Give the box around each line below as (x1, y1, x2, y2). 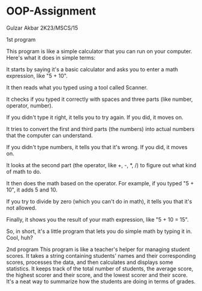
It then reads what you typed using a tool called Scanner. (6, 83, 148, 91)
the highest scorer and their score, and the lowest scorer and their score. (6, 271, 188, 278)
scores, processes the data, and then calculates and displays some (6, 258, 174, 266)
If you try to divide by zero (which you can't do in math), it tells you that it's (6, 197, 192, 205)
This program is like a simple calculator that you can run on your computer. (6, 47, 192, 55)
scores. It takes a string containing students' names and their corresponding (6, 252, 196, 259)
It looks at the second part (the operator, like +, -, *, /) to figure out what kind (6, 161, 197, 168)
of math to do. (6, 168, 42, 175)
